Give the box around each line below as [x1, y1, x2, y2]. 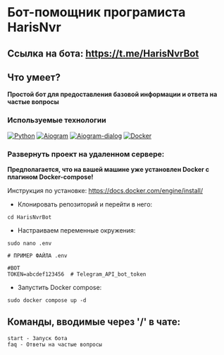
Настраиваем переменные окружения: [17, 226, 136, 234]
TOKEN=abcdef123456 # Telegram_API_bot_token [7, 270, 147, 278]
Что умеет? [7, 71, 61, 83]
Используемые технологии [7, 115, 107, 125]
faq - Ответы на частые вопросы [7, 341, 102, 348]
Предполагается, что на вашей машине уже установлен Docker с [7, 165, 210, 173]
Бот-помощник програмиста [7, 4, 186, 21]
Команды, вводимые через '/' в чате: [7, 316, 181, 328]
